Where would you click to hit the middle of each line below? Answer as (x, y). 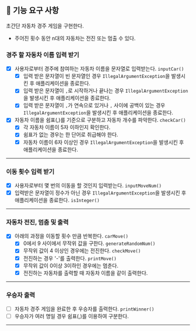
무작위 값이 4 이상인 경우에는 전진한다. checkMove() (82, 251)
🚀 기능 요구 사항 (33, 11)
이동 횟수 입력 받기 (30, 172)
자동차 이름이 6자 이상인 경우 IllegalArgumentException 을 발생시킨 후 (104, 142)
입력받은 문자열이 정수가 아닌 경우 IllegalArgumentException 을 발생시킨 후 (100, 193)
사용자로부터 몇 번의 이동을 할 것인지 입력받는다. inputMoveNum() (88, 185)
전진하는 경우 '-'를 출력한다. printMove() (70, 258)
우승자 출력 (21, 295)
